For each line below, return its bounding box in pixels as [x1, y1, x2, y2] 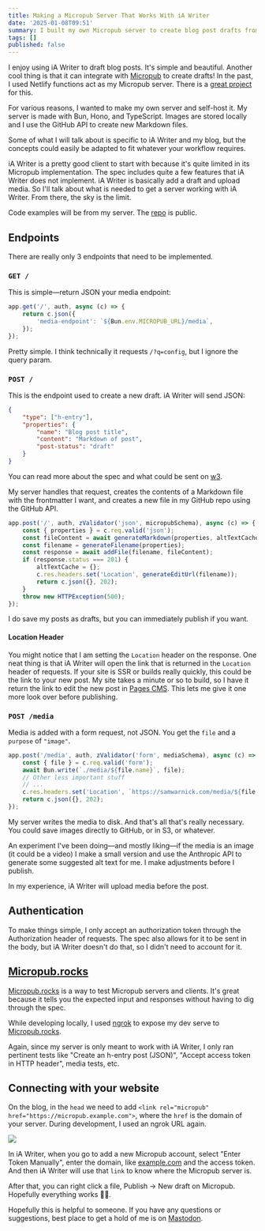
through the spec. [8, 1003, 66, 1012]
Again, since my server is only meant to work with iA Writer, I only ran [8, 1041, 234, 1052]
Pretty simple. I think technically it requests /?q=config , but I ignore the [8, 346, 239, 356]
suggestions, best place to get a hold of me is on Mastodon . [8, 1214, 203, 1223]
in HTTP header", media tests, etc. [8, 1059, 120, 1068]
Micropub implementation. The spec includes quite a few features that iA [8, 168, 244, 177]
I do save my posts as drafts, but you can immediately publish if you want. [8, 614, 249, 624]
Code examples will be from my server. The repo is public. [8, 208, 197, 217]
